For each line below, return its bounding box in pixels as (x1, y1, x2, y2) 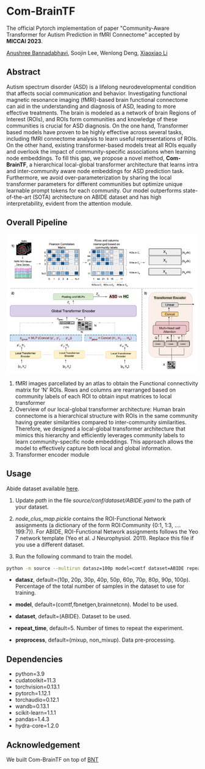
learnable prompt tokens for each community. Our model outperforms (6, 187, 182, 194)
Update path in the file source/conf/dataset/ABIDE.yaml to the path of (15, 496, 191, 504)
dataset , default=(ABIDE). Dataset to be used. (15, 613, 131, 620)
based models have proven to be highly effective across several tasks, (6, 128, 184, 135)
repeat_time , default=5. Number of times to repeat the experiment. (15, 624, 184, 632)
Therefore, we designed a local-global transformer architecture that (15, 425, 185, 432)
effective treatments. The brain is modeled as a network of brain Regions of (6, 109, 196, 116)
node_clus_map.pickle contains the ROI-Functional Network (15, 515, 166, 522)
